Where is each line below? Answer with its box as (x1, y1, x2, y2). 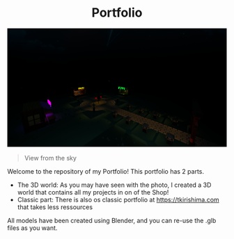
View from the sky (24, 154, 77, 163)
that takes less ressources (17, 203, 93, 211)
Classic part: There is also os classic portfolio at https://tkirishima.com (17, 196, 219, 204)
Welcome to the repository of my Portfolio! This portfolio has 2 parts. (7, 167, 204, 176)
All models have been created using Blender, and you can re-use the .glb (7, 217, 217, 225)
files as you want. (7, 224, 58, 232)
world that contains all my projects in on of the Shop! (17, 188, 169, 197)
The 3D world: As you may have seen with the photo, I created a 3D (17, 181, 212, 189)
